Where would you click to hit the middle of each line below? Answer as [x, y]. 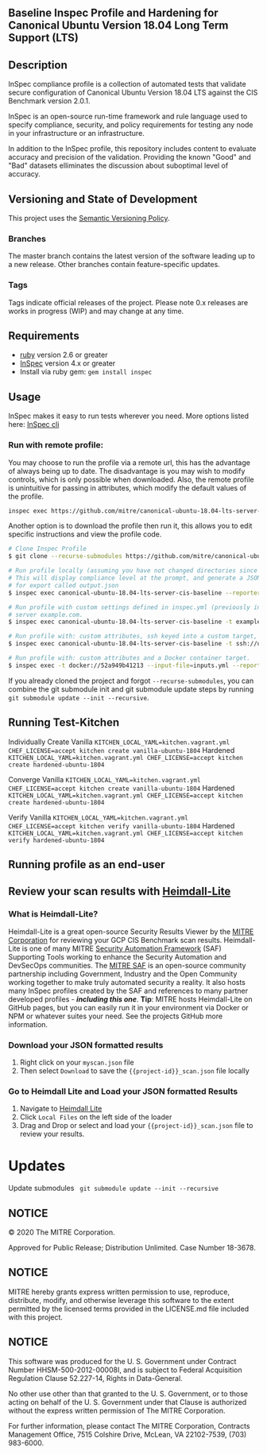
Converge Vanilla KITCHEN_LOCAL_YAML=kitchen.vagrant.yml [104, 779]
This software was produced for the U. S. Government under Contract [122, 1361]
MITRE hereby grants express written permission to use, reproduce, [119, 1292]
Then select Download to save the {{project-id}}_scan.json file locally [135, 1070]
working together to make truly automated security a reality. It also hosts [127, 982]
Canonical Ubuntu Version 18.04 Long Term [118, 26]
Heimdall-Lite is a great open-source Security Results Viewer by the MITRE [131, 931]
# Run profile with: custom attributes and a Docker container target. [129, 658]
